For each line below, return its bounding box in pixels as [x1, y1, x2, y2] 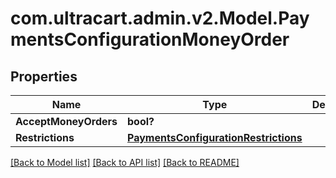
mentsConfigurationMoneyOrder [10, 28, 290, 51]
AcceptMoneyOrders [15, 115, 118, 128]
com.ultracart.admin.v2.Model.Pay [10, 7, 310, 30]
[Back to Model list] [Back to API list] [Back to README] [10, 157, 240, 168]
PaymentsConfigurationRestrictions [127, 131, 303, 144]
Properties [10, 68, 78, 85]
